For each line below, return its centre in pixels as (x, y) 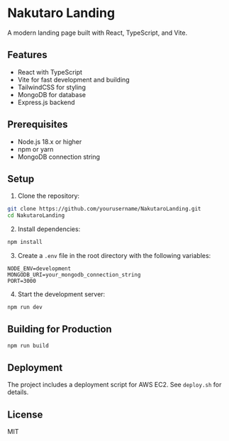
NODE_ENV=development (39, 269)
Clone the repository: (49, 196)
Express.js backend (46, 102)
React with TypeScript (50, 72)
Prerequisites (38, 124)
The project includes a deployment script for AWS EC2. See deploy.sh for (114, 385)
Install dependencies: (49, 229)
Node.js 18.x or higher (50, 141)
